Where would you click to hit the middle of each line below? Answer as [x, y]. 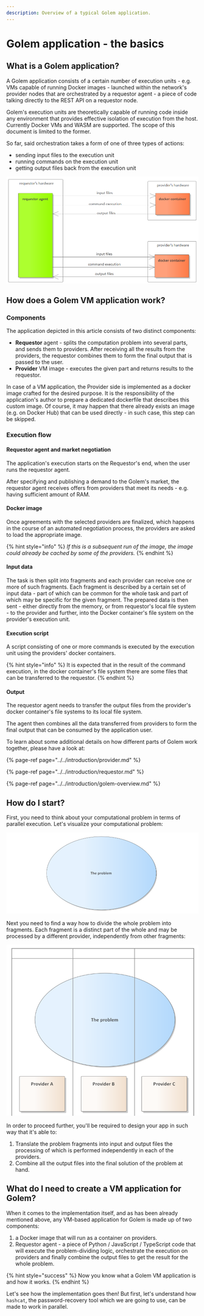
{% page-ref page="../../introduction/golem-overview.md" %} [83, 784]
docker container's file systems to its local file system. [75, 712]
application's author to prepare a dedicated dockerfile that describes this [98, 400]
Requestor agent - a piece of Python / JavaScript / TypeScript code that [105, 1244]
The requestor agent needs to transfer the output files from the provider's [99, 705]
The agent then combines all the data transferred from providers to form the [102, 724]
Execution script [27, 633]
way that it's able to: [32, 1132]
